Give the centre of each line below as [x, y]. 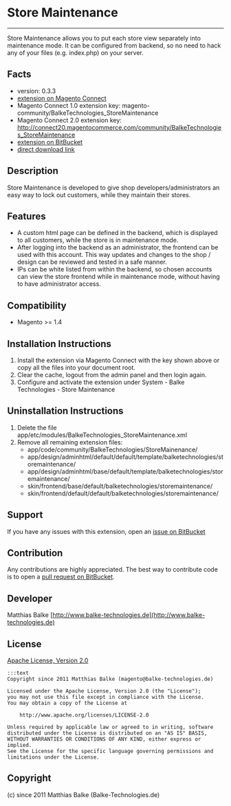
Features [26, 216]
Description [33, 171]
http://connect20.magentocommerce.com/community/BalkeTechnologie [119, 127]
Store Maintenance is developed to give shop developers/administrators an [113, 188]
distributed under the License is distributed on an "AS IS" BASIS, [107, 733]
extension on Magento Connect [62, 98]
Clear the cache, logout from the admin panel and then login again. [112, 375]
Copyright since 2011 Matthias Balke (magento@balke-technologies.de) [110, 679]
